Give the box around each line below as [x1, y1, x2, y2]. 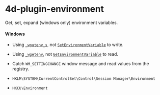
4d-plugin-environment [5, 3, 104, 15]
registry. [12, 66, 29, 72]
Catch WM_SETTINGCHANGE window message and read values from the [12, 61, 150, 67]
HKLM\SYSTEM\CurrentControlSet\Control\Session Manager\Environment [12, 76, 156, 81]
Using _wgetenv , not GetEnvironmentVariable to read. [12, 51, 119, 57]
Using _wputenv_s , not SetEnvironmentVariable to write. [12, 42, 124, 47]
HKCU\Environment [12, 86, 48, 91]
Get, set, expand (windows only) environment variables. [5, 20, 118, 25]
